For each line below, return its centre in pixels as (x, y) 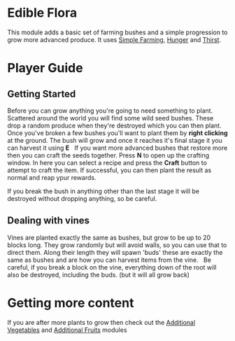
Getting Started (42, 93)
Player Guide (45, 68)
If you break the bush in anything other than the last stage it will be (103, 191)
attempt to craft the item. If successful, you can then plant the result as (109, 170)
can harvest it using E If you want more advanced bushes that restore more (117, 148)
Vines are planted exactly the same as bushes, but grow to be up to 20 (109, 237)
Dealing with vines (48, 221)
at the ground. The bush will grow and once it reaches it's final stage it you (115, 140)
